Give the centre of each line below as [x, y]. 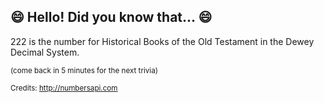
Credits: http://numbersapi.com [64, 88]
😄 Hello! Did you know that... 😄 [111, 17]
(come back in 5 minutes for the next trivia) [84, 70]
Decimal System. [45, 52]
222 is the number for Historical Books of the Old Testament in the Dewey [162, 41]
